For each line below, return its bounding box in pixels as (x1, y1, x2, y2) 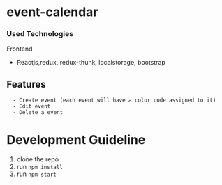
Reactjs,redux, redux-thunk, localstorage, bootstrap (16, 58, 165, 67)
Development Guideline (6, 132, 146, 148)
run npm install (16, 163, 64, 171)
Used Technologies (6, 29, 74, 39)
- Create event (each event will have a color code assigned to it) (13, 97, 216, 104)
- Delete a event (13, 109, 64, 116)
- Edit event (13, 103, 51, 110)
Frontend (6, 45, 33, 53)
